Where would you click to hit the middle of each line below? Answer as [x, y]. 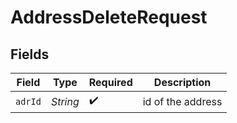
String [65, 101]
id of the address [182, 101]
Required [110, 82]
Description [182, 82]
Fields [30, 54]
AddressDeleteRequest [109, 17]
